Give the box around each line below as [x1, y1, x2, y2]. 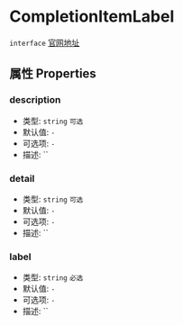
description [9, 94, 61, 106]
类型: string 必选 [22, 272, 84, 283]
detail [9, 172, 35, 185]
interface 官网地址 [9, 37, 80, 48]
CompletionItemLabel [9, 6, 175, 27]
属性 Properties [9, 66, 96, 82]
